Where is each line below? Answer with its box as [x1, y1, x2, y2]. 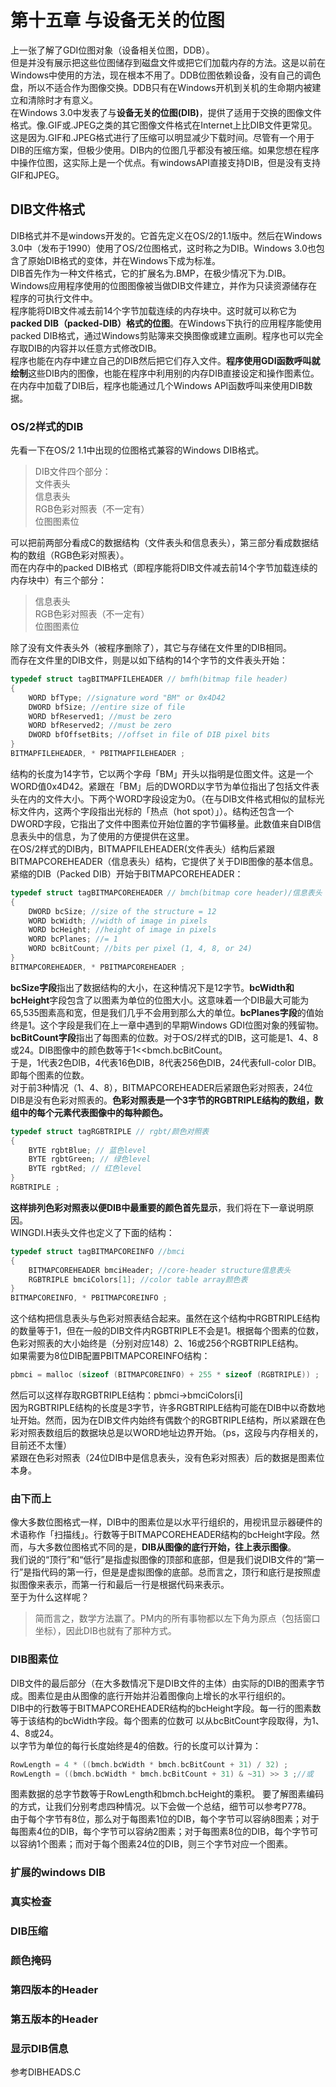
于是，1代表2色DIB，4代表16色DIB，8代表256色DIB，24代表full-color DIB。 [10, 1056, 322, 1068]
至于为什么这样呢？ [10, 1591, 90, 1603]
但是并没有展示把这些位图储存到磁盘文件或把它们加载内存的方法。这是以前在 [10, 56, 326, 68]
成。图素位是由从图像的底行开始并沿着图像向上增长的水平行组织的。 [10, 1689, 291, 1701]
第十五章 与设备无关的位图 [10, 9, 225, 32]
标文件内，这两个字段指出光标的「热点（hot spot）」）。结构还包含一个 [10, 805, 295, 817]
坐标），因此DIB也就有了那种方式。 [34, 1625, 177, 1637]
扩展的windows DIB [10, 1866, 106, 1880]
